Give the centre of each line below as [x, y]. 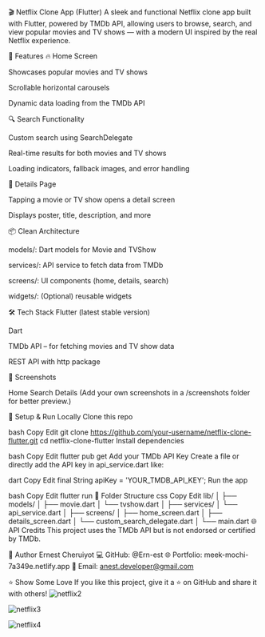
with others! [28, 594]
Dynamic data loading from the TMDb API [77, 103]
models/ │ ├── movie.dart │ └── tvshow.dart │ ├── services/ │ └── [123, 504]
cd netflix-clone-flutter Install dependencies [112, 441]
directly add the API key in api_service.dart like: [86, 465]
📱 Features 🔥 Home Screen [53, 56]
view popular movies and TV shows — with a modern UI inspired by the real [133, 32]
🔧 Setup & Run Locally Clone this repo [71, 417]
